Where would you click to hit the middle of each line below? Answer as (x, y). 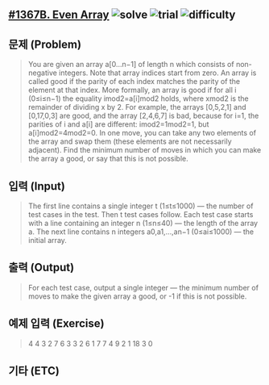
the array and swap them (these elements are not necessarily (130, 141)
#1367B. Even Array (59, 15)
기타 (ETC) (34, 371)
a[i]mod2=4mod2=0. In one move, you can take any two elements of (142, 133)
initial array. (47, 241)
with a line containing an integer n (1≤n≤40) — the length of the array (143, 224)
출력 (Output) (41, 268)
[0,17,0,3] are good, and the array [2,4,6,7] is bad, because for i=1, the (143, 116)
